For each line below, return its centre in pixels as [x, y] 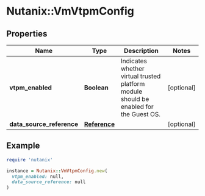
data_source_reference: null [49, 182]
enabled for [137, 107]
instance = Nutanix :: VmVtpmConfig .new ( [57, 171]
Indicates [134, 61]
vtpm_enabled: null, [38, 177]
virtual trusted [141, 76]
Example [23, 146]
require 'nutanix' [30, 159]
